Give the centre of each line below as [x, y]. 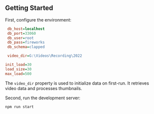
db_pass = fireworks [26, 43]
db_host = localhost [26, 29]
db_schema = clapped [26, 47]
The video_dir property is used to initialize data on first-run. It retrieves [77, 83]
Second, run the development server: [43, 98]
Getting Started [29, 8]
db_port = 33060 [22, 33]
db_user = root [21, 38]
